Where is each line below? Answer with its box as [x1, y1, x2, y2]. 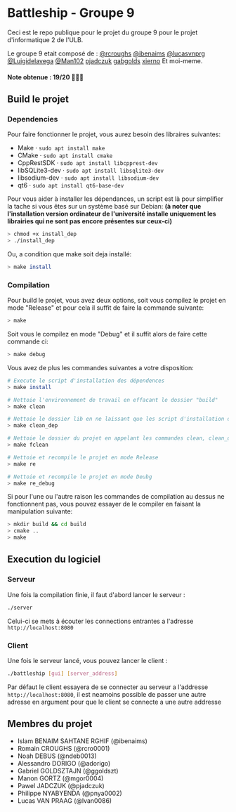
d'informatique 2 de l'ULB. [7, 35, 84, 44]
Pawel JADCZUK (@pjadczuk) [17, 781, 105, 790]
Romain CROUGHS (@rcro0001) [17, 744, 110, 752]
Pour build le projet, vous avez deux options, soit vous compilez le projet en [7, 296, 226, 305]
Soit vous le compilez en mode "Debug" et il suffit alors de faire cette [7, 330, 207, 339]
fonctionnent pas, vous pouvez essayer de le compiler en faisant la [7, 500, 202, 509]
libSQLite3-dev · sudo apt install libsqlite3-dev [17, 166, 164, 175]
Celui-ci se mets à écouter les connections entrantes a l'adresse [7, 617, 194, 625]
